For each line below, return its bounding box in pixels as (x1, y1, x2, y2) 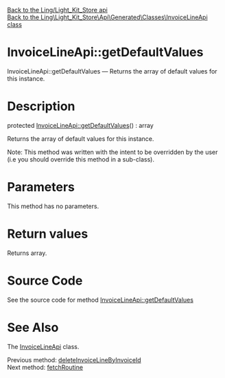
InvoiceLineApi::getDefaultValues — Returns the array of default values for (7, 67, 217, 75)
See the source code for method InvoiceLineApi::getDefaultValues (7, 296, 194, 304)
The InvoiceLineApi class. (7, 342, 80, 351)
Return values (7, 226, 88, 241)
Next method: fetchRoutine (7, 363, 84, 371)
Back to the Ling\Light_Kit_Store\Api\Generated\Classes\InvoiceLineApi (7, 13, 208, 21)
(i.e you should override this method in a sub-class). (7, 155, 154, 164)
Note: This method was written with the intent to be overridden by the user (7, 148, 218, 156)
